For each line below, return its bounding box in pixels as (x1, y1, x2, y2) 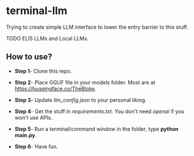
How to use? (6, 52, 53, 62)
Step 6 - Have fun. (14, 143, 59, 150)
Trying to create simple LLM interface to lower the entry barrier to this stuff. (6, 23, 189, 30)
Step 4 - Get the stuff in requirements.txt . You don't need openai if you (14, 107, 185, 115)
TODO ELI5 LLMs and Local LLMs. (6, 35, 89, 42)
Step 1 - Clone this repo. (14, 67, 72, 74)
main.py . (14, 131, 37, 138)
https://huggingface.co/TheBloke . (14, 85, 97, 92)
